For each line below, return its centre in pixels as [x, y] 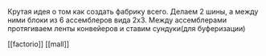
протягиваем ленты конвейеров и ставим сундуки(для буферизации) [127, 28]
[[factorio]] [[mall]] [39, 44]
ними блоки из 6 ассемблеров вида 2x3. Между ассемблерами [117, 20]
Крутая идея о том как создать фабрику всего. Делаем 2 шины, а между [133, 12]
